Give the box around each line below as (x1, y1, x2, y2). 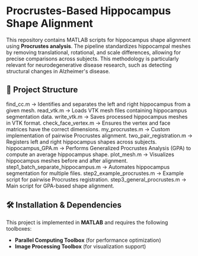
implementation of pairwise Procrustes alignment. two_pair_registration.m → (6, 132, 193, 139)
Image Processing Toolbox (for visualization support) (14, 242, 146, 249)
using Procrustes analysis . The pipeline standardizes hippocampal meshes (6, 43, 191, 50)
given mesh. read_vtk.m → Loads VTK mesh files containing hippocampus (6, 106, 187, 114)
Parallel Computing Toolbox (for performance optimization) (14, 236, 161, 244)
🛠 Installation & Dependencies (6, 200, 122, 210)
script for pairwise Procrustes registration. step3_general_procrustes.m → (6, 176, 187, 183)
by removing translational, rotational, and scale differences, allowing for (6, 48, 181, 56)
